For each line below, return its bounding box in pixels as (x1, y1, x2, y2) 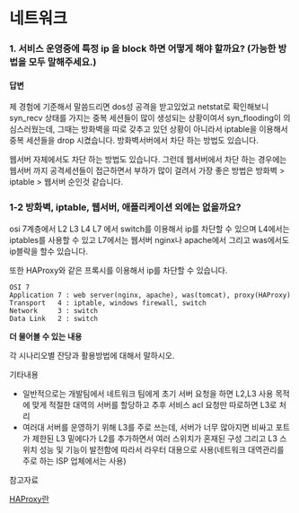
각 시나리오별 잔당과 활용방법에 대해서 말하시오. (9, 350, 175, 361)
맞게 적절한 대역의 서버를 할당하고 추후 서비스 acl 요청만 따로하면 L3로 (31, 399, 277, 410)
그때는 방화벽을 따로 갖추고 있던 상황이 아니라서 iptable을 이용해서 (57, 124, 289, 135)
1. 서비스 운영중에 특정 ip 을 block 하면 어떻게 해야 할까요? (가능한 (9, 42, 277, 55)
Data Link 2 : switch (9, 314, 99, 323)
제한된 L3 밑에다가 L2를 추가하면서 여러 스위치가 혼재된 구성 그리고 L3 (31, 432, 278, 444)
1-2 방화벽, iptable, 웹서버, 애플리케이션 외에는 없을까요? (9, 201, 242, 213)
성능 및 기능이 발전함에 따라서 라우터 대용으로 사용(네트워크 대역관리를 (39, 444, 285, 455)
